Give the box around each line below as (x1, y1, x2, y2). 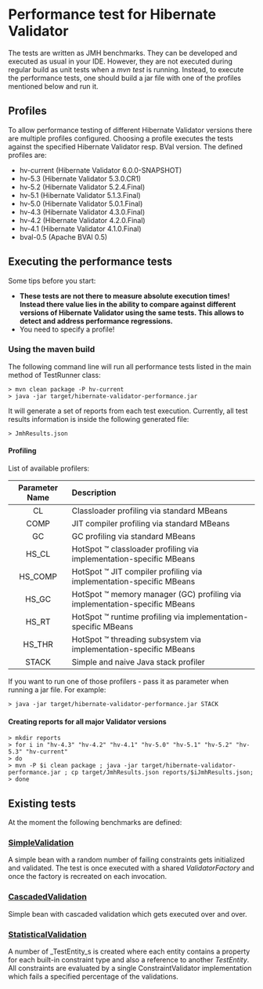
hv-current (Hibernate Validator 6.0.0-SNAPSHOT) (19, 165, 182, 174)
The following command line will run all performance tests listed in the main (8, 361, 252, 371)
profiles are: (8, 150, 47, 159)
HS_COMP (19, 571, 57, 582)
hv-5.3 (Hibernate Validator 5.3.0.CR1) (19, 174, 142, 183)
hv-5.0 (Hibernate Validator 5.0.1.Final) (19, 199, 143, 208)
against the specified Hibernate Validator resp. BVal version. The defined (8, 141, 243, 151)
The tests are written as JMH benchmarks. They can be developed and (8, 48, 237, 57)
